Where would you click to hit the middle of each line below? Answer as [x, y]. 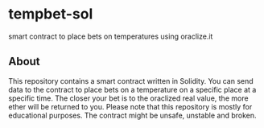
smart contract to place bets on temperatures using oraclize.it [111, 36]
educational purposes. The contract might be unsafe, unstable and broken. [132, 115]
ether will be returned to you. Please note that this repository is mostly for [130, 106]
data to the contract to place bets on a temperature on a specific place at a [132, 89]
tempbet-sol [51, 14]
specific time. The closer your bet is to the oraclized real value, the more [128, 98]
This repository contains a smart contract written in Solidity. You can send [131, 81]
